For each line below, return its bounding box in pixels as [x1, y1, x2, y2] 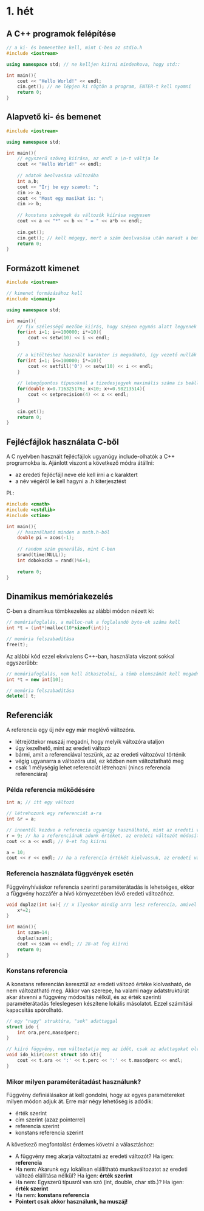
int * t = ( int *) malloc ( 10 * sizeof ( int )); [6, 625, 110, 631]
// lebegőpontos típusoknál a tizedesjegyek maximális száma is [17, 380, 183, 386]
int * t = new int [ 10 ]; [6, 676, 64, 683]
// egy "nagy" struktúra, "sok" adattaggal [6, 1018, 118, 1024]
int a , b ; [17, 178, 39, 184]
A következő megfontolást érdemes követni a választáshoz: [6, 1141, 155, 1148]
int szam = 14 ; [17, 930, 50, 936]
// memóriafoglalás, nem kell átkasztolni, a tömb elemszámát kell [6, 671, 181, 677]
